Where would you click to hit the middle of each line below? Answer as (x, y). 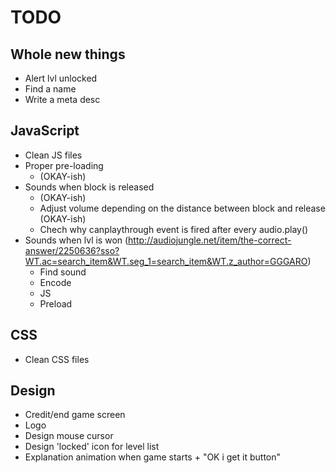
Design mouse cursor (69, 436)
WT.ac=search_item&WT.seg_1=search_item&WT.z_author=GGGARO (166, 261)
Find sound (63, 272)
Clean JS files (53, 155)
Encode (55, 282)
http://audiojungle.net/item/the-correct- (210, 240)
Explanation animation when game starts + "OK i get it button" (153, 457)
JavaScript (45, 131)
